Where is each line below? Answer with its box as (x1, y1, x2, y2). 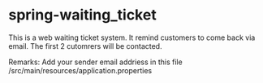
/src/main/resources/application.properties (8, 65, 153, 75)
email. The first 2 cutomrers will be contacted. (8, 41, 162, 50)
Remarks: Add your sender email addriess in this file (8, 57, 183, 67)
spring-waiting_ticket (8, 6, 157, 24)
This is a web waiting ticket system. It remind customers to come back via (8, 33, 256, 42)
